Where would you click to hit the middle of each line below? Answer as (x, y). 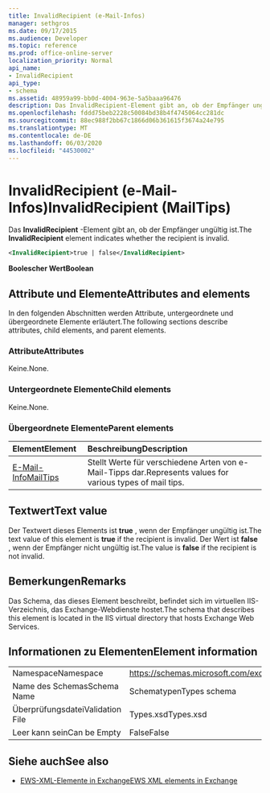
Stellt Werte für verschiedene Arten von (162, 462)
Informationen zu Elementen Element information (133, 652)
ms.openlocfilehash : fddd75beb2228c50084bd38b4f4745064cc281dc (117, 114)
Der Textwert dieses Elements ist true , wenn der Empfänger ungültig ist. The (135, 530)
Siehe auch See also (59, 761)
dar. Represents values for (180, 472)
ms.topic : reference (43, 46)
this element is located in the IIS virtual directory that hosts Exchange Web (131, 617)
